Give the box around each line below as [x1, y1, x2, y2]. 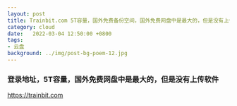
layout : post [7, 10, 46, 18]
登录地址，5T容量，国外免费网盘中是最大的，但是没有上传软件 [7, 74, 219, 84]
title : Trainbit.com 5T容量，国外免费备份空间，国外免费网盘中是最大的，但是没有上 [7, 17, 229, 24]
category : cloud [7, 23, 55, 30]
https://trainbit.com [7, 91, 63, 100]
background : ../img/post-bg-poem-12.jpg [7, 50, 128, 57]
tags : [7, 37, 23, 44]
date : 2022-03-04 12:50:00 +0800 [7, 30, 112, 37]
